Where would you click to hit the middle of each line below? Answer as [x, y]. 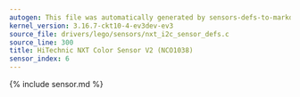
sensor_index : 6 [39, 59]
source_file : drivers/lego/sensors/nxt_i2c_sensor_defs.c [119, 34]
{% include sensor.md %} [57, 84]
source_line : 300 [42, 42]
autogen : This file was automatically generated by [107, 17]
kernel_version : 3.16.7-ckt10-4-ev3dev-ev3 [92, 26]
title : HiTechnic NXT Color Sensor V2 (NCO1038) [101, 51]
